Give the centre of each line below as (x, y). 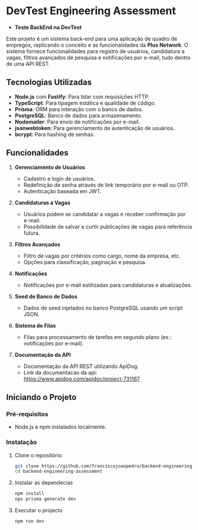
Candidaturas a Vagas (43, 203)
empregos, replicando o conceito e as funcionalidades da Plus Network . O (97, 45)
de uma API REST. (28, 64)
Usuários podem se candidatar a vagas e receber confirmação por (105, 214)
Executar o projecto (39, 511)
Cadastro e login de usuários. (59, 178)
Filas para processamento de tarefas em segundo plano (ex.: (98, 337)
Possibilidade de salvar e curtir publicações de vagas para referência (108, 226)
